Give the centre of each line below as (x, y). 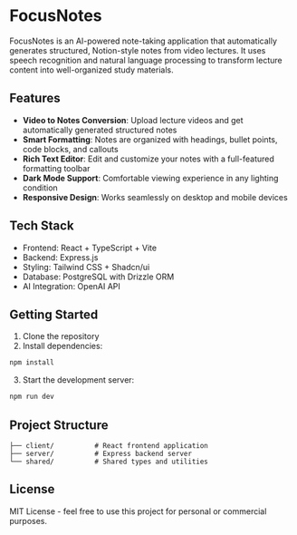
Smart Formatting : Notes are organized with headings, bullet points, (150, 139)
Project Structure (59, 425)
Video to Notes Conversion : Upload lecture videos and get (133, 120)
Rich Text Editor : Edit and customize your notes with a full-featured (148, 159)
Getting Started (54, 314)
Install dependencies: (62, 346)
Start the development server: (78, 380)
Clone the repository (61, 336)
